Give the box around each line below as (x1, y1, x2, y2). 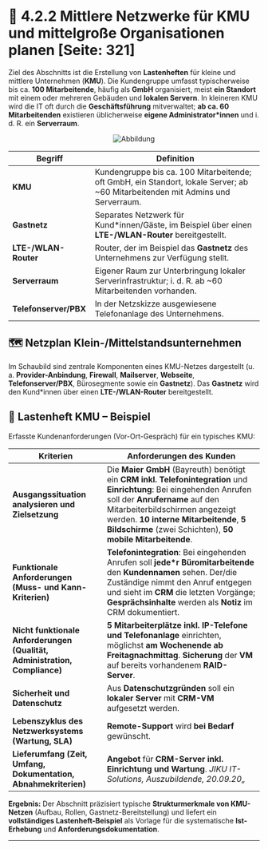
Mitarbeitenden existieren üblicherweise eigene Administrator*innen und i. (8, 109, 259, 119)
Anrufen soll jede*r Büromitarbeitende (106, 557, 255, 568)
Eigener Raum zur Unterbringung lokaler (94, 265, 246, 276)
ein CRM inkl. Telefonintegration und (106, 474, 248, 485)
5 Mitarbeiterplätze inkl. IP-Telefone (106, 619, 248, 630)
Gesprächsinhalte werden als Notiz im (106, 597, 253, 608)
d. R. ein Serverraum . (8, 118, 80, 128)
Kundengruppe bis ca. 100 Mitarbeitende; (94, 166, 252, 177)
